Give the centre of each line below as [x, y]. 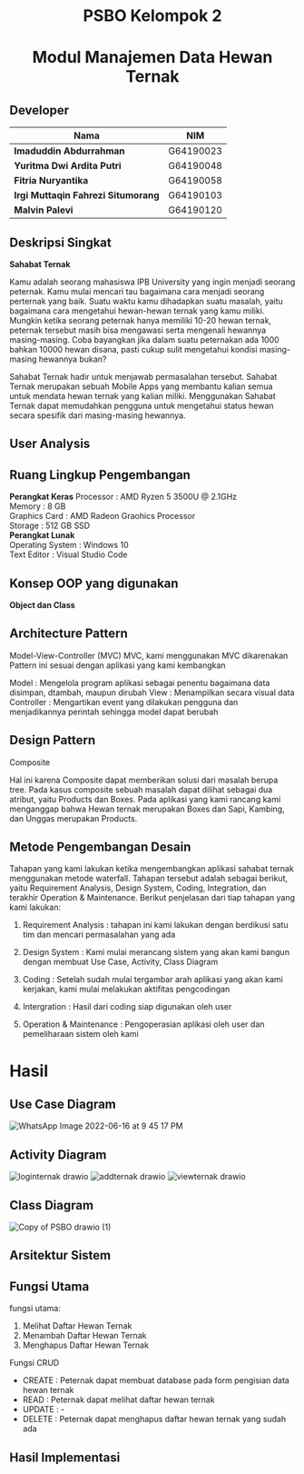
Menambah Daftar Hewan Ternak [84, 1336]
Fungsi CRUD [34, 1363]
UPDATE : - [44, 1409]
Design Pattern [53, 740]
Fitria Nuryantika [51, 181]
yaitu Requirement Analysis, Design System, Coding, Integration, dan [138, 888]
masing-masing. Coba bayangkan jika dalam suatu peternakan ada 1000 [144, 340]
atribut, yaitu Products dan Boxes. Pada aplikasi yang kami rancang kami [145, 799]
